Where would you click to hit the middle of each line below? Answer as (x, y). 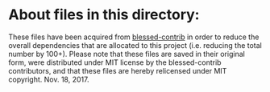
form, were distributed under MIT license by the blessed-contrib (115, 62)
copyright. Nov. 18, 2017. (49, 79)
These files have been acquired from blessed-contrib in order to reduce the (134, 37)
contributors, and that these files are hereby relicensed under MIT (118, 70)
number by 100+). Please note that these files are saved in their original (127, 54)
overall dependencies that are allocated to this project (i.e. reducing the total (135, 45)
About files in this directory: (104, 15)
